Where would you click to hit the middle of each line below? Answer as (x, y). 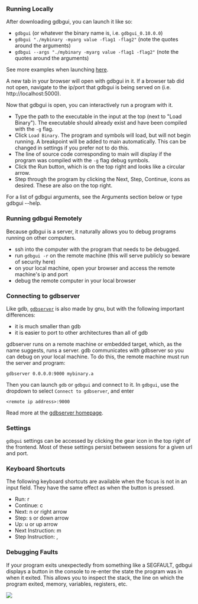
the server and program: (36, 363)
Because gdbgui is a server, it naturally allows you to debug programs (91, 231)
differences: (21, 315)
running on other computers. (41, 237)
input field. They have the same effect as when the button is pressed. (90, 488)
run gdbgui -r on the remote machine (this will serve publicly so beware (102, 255)
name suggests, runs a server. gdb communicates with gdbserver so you (95, 350)
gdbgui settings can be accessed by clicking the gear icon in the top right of (98, 441)
